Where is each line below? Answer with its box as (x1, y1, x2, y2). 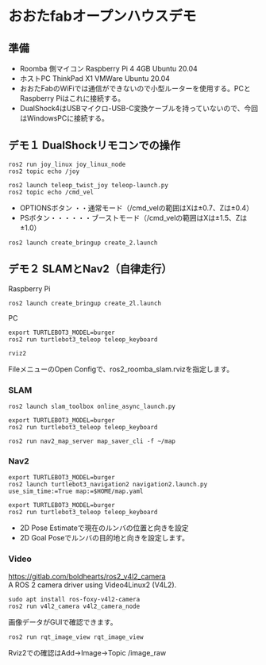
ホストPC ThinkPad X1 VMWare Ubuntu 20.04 (19, 74, 171, 83)
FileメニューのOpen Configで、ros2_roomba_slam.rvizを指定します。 (8, 364, 234, 374)
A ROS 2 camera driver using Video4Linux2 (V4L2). (8, 580, 177, 590)
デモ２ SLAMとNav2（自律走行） (8, 263, 172, 276)
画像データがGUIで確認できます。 (8, 617, 118, 627)
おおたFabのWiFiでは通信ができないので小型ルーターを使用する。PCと (19, 84, 252, 93)
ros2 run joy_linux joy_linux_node (8, 160, 126, 168)
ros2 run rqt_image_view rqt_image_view (8, 632, 145, 641)
